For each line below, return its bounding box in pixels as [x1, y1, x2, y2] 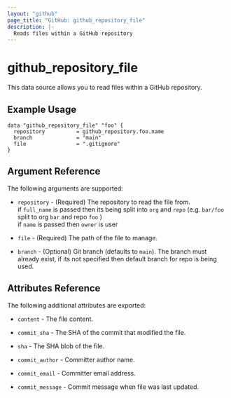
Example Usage [7, 103, 77, 116]
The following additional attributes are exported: [7, 301, 146, 309]
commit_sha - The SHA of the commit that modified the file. [17, 328, 186, 336]
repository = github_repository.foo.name [13, 128, 164, 135]
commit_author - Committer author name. [17, 355, 135, 364]
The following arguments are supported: [7, 184, 124, 193]
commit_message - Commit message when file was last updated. [17, 383, 199, 391]
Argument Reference [7, 165, 101, 177]
